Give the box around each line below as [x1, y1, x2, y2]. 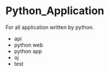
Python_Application [5, 4, 104, 18]
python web [14, 41, 44, 48]
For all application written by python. [5, 24, 94, 31]
